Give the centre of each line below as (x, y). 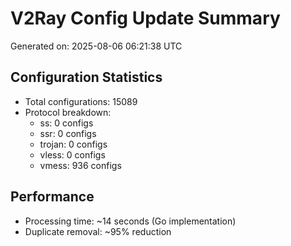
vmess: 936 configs (80, 165)
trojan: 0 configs (73, 144)
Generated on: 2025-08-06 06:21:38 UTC (96, 46)
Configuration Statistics (86, 77)
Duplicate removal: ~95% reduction (98, 231)
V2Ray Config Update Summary (145, 18)
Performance (52, 197)
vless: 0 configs (72, 154)
